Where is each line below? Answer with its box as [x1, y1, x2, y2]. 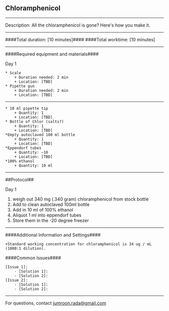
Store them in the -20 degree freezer [12, 217, 89, 223]
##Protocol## [5, 176, 34, 182]
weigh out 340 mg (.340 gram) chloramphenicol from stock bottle [12, 196, 149, 202]
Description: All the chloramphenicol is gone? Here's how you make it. [5, 22, 150, 28]
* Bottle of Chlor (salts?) [5, 119, 64, 124]
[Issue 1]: [5, 264, 28, 269]
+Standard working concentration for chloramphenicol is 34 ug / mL [5, 241, 152, 247]
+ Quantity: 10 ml [14, 163, 53, 168]
